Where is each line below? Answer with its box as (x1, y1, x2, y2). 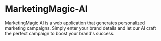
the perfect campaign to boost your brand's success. (5, 30, 115, 36)
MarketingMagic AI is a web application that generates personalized (5, 20, 145, 26)
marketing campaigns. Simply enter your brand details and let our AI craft (5, 25, 156, 31)
